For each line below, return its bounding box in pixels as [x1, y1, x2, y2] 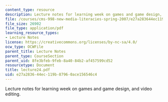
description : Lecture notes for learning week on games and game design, [5, 12, 162, 17]
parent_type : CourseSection [5, 53, 64, 59]
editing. [5, 91, 21, 97]
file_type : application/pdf [5, 26, 64, 31]
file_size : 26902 [5, 21, 41, 26]
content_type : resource [5, 7, 55, 12]
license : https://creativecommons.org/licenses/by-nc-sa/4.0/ [5, 40, 137, 45]
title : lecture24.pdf [5, 68, 50, 73]
